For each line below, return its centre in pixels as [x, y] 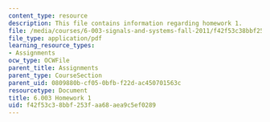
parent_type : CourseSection [55, 75]
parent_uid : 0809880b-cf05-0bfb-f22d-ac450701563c [95, 83]
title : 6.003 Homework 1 [50, 98]
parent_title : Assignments [53, 68]
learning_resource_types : [51, 46]
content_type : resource [48, 16]
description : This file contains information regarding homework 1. [125, 23]
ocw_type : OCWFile [39, 61]
